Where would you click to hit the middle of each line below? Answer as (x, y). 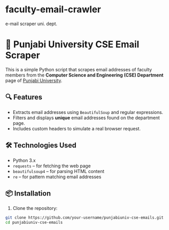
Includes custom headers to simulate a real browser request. (77, 128)
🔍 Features (24, 97)
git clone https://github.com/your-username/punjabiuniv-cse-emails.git (84, 218)
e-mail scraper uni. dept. (31, 24)
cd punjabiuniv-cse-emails (34, 223)
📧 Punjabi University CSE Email (72, 44)
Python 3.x (24, 160)
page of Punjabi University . (34, 80)
